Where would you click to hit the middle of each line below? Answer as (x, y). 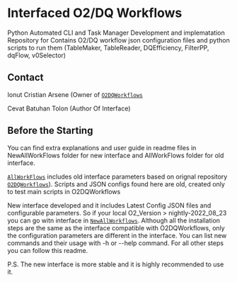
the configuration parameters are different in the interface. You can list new (117, 235)
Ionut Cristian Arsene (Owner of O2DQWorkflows (75, 94)
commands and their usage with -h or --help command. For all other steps (116, 243)
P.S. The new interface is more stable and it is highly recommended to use (116, 264)
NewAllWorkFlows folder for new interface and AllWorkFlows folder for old (116, 155)
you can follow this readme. (48, 250)
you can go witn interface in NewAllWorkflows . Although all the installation (114, 220)
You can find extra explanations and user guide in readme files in (102, 147)
